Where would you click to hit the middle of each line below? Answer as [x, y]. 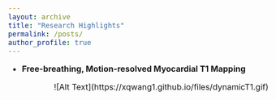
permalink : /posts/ [46, 34]
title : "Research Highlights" [67, 25]
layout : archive [39, 17]
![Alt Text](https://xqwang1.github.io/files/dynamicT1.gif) [162, 86]
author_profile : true [50, 42]
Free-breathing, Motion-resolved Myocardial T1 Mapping [134, 69]
